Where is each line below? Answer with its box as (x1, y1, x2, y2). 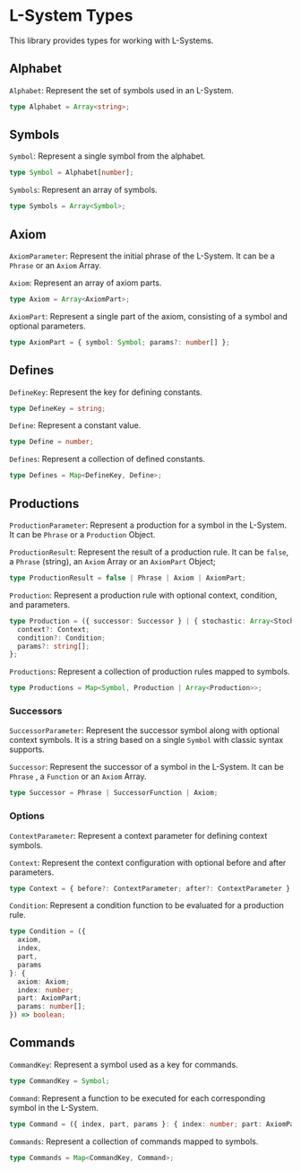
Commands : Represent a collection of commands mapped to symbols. (9, 1136, 259, 1147)
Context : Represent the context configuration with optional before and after (9, 857, 287, 868)
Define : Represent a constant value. (9, 420, 142, 431)
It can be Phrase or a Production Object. (9, 529, 156, 539)
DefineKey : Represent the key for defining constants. (9, 387, 203, 398)
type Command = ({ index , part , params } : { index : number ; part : (9, 1119, 262, 1129)
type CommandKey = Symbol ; (9, 1076, 110, 1086)
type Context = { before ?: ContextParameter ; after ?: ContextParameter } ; (9, 884, 295, 893)
